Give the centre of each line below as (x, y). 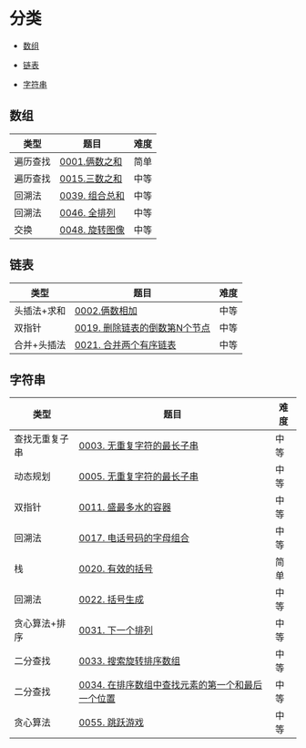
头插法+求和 (40, 311)
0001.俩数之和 (91, 161)
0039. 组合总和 (92, 195)
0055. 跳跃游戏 (111, 722)
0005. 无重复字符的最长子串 (138, 476)
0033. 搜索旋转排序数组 (129, 661)
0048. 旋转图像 (92, 230)
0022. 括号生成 (111, 599)
